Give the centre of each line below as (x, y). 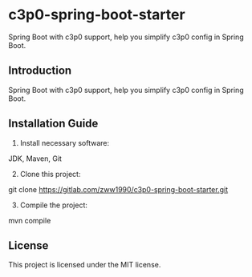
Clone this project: (50, 174)
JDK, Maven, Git (35, 159)
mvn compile (30, 220)
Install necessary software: (65, 143)
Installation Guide (53, 124)
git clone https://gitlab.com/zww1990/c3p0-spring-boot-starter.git (118, 189)
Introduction (40, 71)
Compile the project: (54, 205)
